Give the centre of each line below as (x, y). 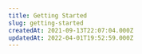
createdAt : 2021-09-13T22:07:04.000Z (71, 30)
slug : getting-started (46, 23)
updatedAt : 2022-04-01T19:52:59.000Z (71, 38)
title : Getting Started (48, 15)
